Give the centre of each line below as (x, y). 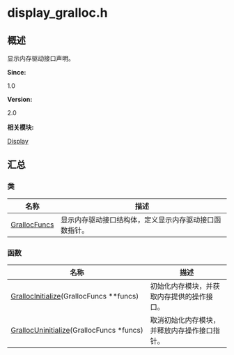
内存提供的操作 (182, 296)
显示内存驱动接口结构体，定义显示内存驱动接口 (137, 220)
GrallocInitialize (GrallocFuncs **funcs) (75, 296)
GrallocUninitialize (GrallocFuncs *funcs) (77, 330)
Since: (17, 72)
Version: (20, 99)
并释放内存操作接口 (182, 331)
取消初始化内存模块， (185, 320)
